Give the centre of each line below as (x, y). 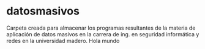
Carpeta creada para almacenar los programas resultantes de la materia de (101, 28)
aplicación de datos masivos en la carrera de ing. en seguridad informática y (103, 34)
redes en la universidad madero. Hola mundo (63, 41)
